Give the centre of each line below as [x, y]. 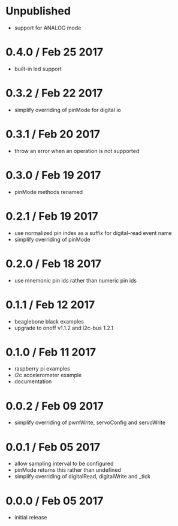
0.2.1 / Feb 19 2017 [52, 216]
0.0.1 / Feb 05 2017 [53, 447]
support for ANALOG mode [48, 28]
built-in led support [38, 69]
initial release [31, 518]
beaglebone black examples [49, 321]
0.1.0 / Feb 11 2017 [51, 352]
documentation [33, 381]
